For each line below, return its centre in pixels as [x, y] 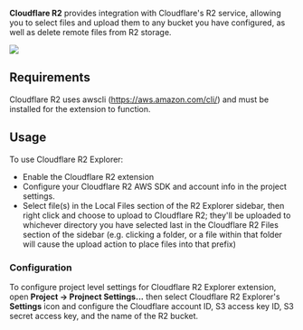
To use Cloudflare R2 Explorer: [66, 159]
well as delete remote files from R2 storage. [90, 32]
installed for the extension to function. [80, 108]
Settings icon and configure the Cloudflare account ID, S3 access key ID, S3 [151, 306]
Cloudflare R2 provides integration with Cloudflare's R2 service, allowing [146, 13]
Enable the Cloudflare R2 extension [88, 176]
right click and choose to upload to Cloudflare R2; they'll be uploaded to [156, 215]
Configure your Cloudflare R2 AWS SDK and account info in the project [155, 186]
